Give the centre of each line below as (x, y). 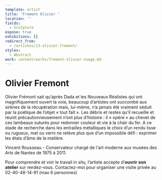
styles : (13, 50)
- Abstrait (20, 55)
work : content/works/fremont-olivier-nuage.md (53, 59)
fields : (13, 23)
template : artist (23, 9)
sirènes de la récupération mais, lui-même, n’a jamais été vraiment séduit (79, 107)
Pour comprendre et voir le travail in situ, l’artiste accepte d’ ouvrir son (76, 162)
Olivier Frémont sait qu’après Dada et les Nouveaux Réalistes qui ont (74, 97)
